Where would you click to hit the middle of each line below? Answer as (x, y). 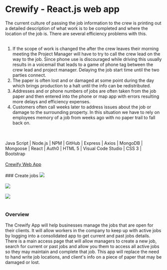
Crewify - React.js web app (62, 9)
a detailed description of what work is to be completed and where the (77, 28)
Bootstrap (15, 154)
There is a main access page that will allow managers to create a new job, (81, 241)
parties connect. (29, 75)
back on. (21, 123)
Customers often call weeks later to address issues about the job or (82, 107)
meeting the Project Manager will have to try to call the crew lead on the (86, 54)
